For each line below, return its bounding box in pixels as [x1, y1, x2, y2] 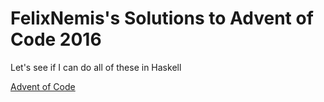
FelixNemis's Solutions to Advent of [10, 7, 314, 30]
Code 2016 [10, 28, 102, 51]
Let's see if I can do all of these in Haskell [10, 61, 182, 73]
